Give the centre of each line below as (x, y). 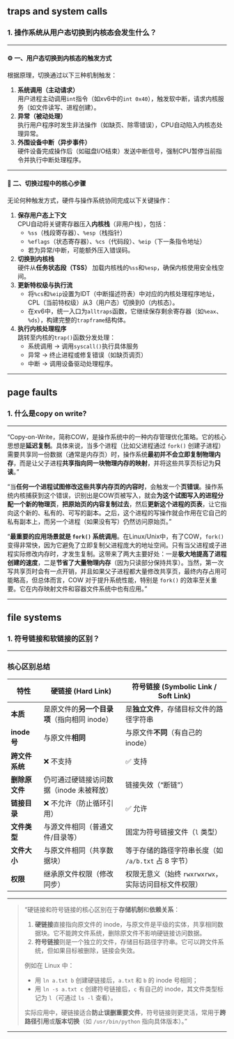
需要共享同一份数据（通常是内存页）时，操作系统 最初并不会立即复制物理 (111, 454)
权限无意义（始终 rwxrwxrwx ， (174, 874)
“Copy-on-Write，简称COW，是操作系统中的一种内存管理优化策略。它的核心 (117, 436)
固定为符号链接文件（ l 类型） (173, 832)
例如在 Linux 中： (49, 965)
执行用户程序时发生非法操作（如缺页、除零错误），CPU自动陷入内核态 (117, 124)
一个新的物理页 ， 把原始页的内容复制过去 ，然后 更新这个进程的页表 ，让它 (117, 504)
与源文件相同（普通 (75, 827)
